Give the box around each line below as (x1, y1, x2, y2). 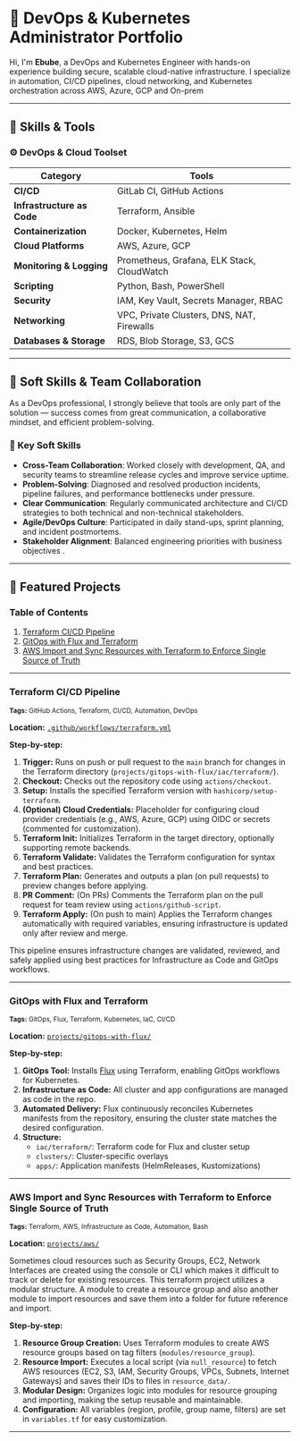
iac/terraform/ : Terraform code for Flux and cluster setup (35, 1141, 250, 1152)
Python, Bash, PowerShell (116, 279, 225, 292)
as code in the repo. (21, 1094, 96, 1105)
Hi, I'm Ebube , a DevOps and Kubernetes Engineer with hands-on (9, 56, 251, 67)
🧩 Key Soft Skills (9, 439, 82, 452)
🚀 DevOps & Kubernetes (9, 8, 191, 29)
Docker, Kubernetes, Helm (116, 225, 228, 237)
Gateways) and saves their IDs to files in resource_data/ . (21, 1376, 230, 1386)
